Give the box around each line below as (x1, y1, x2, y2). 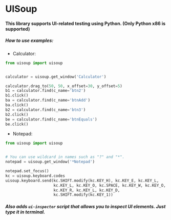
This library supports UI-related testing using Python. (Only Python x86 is (5, 20, 166, 26)
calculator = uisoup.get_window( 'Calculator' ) (5, 74, 106, 79)
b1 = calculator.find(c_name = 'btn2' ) (5, 88, 86, 93)
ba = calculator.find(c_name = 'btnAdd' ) (5, 98, 91, 103)
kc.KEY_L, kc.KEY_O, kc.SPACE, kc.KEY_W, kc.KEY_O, (53, 183, 166, 188)
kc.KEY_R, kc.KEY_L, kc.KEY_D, (53, 188, 120, 193)
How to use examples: (5, 37, 54, 44)
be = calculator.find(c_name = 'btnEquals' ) (5, 116, 97, 122)
